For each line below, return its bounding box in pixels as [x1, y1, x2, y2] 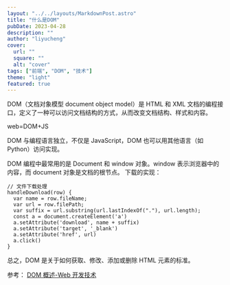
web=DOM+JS [7, 122, 49, 130]
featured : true [7, 80, 51, 87]
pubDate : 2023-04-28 [7, 23, 67, 30]
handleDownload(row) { [7, 190, 72, 196]
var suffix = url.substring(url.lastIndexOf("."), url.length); [13, 207, 201, 214]
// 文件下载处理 [7, 183, 47, 190]
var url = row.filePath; [13, 201, 84, 208]
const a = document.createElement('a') [13, 214, 128, 220]
